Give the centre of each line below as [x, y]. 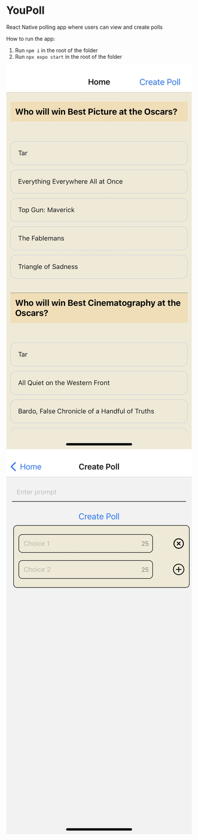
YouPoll [25, 10]
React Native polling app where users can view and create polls [85, 27]
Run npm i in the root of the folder [56, 50]
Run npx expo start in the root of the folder [68, 56]
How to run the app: [31, 38]
